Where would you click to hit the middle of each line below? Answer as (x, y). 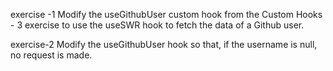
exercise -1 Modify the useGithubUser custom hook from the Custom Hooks (166, 14)
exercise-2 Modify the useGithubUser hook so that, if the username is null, (164, 44)
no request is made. (51, 55)
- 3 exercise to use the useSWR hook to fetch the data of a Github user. (157, 25)
